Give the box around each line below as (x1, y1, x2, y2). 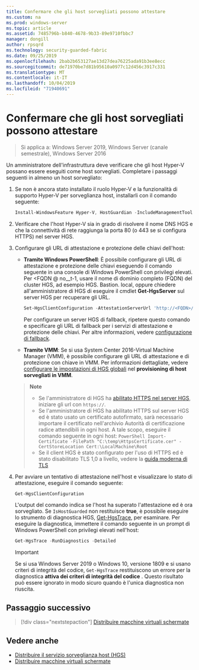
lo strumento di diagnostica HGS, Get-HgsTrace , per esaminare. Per (14, 514, 181, 521)
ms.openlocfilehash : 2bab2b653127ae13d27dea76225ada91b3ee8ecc (6, 58, 166, 64)
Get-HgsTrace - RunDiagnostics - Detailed (14, 538, 116, 544)
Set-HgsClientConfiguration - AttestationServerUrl (23, 305, 152, 311)
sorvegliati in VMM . (23, 371, 73, 378)
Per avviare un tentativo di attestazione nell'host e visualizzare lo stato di (14, 473, 192, 480)
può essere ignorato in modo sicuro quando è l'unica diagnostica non (14, 579, 185, 586)
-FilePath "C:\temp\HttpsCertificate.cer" (70, 438, 176, 445)
